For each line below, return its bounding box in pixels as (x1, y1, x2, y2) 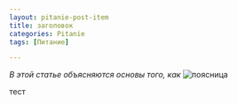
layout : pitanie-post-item (9, 12, 109, 22)
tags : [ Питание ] (9, 37, 69, 47)
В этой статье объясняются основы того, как (9, 70, 181, 80)
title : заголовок (9, 21, 74, 30)
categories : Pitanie (9, 29, 86, 38)
